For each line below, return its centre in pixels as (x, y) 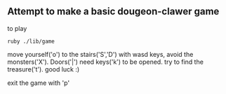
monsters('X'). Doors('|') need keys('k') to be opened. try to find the (105, 62)
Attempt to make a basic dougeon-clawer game (113, 12)
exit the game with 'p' (39, 83)
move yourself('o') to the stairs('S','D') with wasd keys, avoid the (100, 54)
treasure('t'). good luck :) (44, 69)
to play (17, 28)
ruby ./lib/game (31, 41)
